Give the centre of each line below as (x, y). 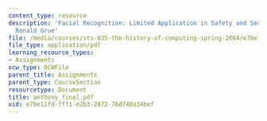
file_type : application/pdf (55, 45)
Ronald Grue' (37, 30)
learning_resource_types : (51, 53)
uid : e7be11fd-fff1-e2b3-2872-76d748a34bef (81, 104)
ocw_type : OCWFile (39, 68)
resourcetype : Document (48, 90)
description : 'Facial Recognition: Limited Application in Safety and (128, 23)
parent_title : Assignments (53, 75)
